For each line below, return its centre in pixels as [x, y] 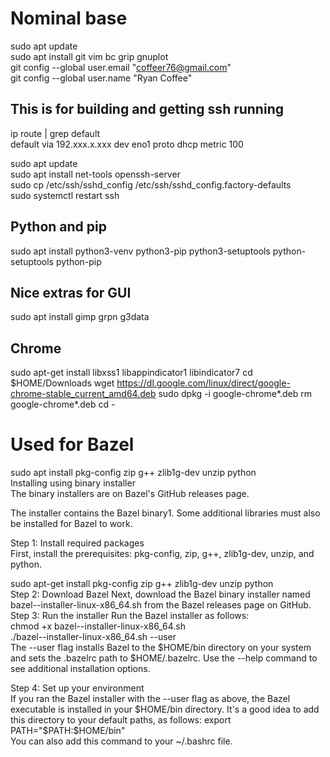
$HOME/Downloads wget [62, 383]
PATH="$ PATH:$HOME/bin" [68, 731]
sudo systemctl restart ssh [65, 195]
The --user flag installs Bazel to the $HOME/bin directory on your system [161, 648]
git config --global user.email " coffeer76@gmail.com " [121, 67]
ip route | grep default [55, 133]
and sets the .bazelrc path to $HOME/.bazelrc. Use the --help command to [164, 658]
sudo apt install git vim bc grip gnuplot [89, 56]
